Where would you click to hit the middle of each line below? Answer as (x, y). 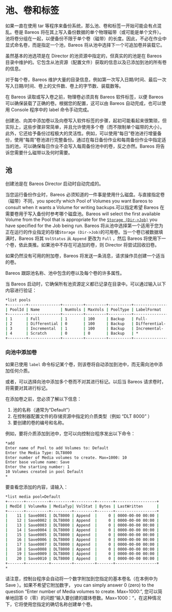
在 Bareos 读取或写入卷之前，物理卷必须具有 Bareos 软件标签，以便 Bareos (84, 97)
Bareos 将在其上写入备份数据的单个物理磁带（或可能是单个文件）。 (94, 32)
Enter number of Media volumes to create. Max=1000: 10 (66, 457)
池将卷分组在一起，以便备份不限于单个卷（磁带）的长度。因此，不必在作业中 (86, 38)
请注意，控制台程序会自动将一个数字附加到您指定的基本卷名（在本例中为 (81, 578)
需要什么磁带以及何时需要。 (43, 152)
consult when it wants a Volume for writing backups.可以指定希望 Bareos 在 (85, 207)
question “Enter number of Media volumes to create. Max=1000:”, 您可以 (82, 591)
